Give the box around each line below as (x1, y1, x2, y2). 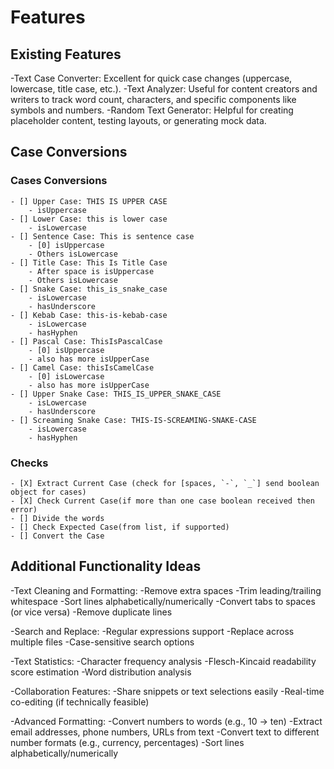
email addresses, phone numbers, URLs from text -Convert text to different (10, 726, 320, 738)
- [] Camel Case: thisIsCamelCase (10, 362, 155, 373)
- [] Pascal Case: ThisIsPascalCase (10, 336, 163, 346)
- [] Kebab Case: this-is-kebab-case (10, 310, 168, 320)
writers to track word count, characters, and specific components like (10, 94, 297, 105)
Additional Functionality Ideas (10, 558, 202, 575)
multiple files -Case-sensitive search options (10, 636, 195, 648)
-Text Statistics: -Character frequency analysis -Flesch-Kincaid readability (10, 655, 317, 667)
